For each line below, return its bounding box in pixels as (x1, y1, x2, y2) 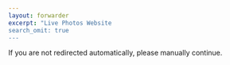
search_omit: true (8, 26, 69, 34)
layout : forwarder (8, 11, 69, 20)
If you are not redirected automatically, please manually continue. (8, 48, 223, 58)
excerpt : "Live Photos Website (8, 19, 112, 27)
